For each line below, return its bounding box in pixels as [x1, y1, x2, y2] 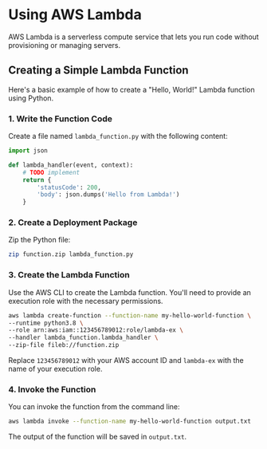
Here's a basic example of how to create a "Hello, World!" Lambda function [8, 85, 255, 94]
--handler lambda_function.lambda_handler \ [8, 333, 159, 342]
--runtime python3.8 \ [8, 319, 84, 327]
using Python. [8, 93, 54, 103]
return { [22, 175, 52, 184]
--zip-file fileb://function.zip [8, 341, 120, 349]
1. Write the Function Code [8, 113, 113, 124]
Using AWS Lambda [8, 6, 142, 24]
